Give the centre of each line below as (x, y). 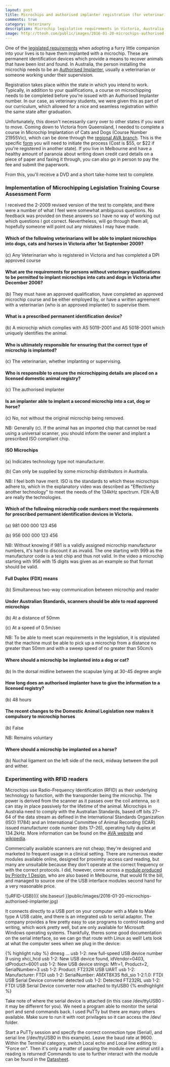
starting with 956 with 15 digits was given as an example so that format (79, 561)
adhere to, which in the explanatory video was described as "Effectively (80, 486)
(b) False (14, 728)
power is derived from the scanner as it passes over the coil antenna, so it (82, 801)
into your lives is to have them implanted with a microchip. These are (77, 53)
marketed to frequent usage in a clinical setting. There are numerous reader (84, 854)
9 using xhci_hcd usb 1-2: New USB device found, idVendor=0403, (75, 959)
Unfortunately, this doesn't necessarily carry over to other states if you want (85, 122)
